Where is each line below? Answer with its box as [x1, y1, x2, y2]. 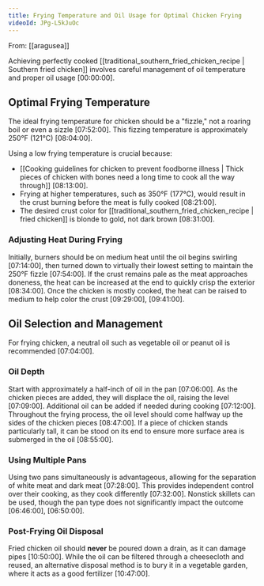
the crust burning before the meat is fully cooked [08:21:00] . [19, 198, 217, 207]
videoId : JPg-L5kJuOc [8, 19, 80, 27]
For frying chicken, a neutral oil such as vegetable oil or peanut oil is [8, 338, 231, 348]
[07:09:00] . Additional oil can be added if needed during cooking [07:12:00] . [8, 401, 256, 410]
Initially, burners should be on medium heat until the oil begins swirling [8, 252, 238, 262]
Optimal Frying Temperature [8, 96, 150, 109]
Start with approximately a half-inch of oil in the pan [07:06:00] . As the [8, 384, 239, 394]
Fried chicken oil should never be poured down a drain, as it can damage [8, 543, 247, 554]
